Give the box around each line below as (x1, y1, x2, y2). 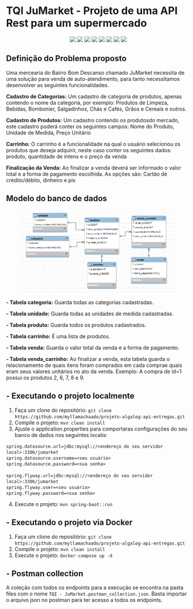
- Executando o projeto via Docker (6, 518, 133, 528)
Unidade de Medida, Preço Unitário (6, 129, 91, 136)
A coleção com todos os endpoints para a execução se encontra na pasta (6, 584, 184, 591)
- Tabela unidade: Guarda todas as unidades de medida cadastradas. (6, 310, 174, 317)
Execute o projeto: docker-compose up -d (14, 552, 113, 559)
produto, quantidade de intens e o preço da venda (6, 153, 127, 160)
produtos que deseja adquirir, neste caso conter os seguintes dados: (6, 146, 172, 153)
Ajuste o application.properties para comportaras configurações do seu (14, 425, 188, 432)
